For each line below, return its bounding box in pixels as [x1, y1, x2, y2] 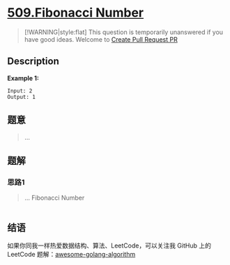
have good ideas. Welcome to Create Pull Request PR [24, 35, 178, 43]
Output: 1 [7, 93, 36, 100]
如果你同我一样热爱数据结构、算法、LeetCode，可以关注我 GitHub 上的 [7, 241, 211, 250]
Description [7, 56, 59, 67]
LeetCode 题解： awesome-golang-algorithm [7, 250, 136, 259]
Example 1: [7, 74, 40, 82]
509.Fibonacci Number [7, 5, 144, 21]
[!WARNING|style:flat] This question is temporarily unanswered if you [24, 28, 224, 36]
